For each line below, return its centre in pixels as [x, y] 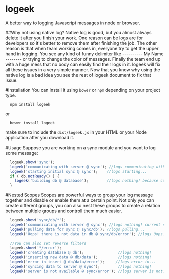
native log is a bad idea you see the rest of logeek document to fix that [78, 75]
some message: [22, 153]
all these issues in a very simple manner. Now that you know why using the [83, 69]
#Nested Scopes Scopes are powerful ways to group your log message [79, 195]
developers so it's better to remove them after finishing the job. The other [81, 43]
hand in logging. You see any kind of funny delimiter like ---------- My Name [85, 54]
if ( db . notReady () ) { [34, 176]
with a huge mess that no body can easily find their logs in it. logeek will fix [83, 64]
